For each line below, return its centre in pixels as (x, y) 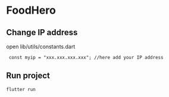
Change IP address (42, 32)
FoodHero (31, 10)
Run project (28, 76)
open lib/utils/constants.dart (41, 46)
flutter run (21, 89)
